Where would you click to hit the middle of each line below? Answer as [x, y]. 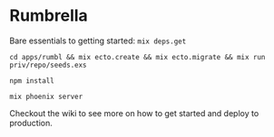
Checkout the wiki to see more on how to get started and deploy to [134, 113]
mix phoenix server [46, 96]
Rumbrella [49, 16]
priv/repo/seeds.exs [49, 65]
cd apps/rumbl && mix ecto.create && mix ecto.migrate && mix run [137, 57]
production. [31, 123]
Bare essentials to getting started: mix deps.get [98, 41]
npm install [32, 81]
